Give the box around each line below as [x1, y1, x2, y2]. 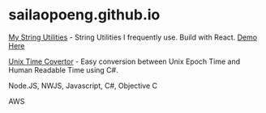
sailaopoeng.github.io [8, 6, 161, 24]
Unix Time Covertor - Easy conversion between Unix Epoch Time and [8, 56, 241, 66]
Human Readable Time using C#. [8, 65, 119, 74]
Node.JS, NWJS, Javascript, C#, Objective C [8, 81, 158, 90]
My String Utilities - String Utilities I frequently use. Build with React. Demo [8, 32, 258, 42]
